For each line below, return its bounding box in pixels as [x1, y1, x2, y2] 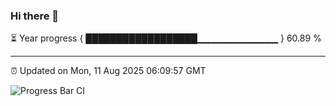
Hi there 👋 [10, 9, 60, 23]
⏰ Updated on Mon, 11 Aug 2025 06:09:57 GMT [10, 65, 207, 77]
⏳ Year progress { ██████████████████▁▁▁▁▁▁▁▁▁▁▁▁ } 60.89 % [10, 32, 322, 44]
